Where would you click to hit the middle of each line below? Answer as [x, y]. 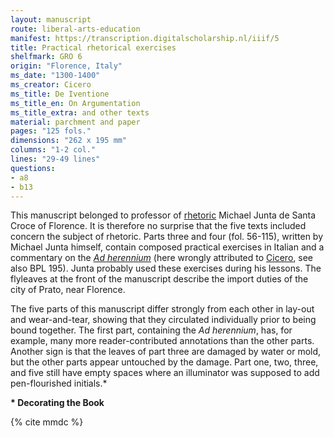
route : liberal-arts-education [75, 29]
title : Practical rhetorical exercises [93, 47]
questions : [33, 168]
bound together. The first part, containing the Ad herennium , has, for [151, 330]
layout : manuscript [51, 19]
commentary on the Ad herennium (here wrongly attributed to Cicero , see [161, 258]
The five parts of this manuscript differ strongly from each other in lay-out [162, 309]
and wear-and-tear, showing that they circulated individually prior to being [163, 320]
